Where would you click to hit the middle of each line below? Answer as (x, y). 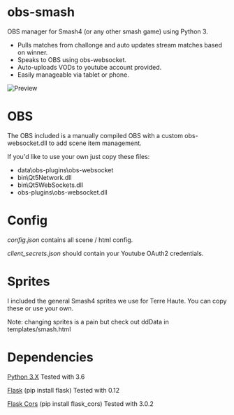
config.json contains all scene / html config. (70, 240)
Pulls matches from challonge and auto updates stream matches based (119, 45)
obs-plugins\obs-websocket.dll (62, 192)
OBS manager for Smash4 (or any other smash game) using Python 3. (108, 31)
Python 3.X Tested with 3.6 (46, 377)
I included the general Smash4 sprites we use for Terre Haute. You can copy (117, 301)
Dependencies (50, 357)
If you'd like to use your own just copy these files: (79, 156)
